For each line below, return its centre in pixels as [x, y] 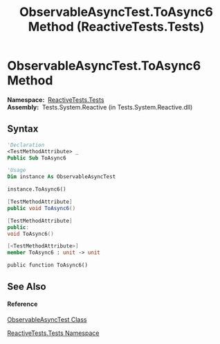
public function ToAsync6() [48, 265]
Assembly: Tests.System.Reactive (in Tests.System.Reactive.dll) [100, 107]
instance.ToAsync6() [37, 189]
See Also [27, 286]
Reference [22, 304]
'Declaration [26, 145]
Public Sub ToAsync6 [37, 158]
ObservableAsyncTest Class [47, 319]
